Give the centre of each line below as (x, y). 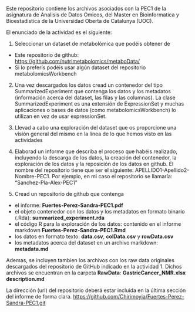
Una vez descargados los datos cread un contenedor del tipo (89, 85)
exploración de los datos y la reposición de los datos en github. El (94, 164)
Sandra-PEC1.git (26, 303)
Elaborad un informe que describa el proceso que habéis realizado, (96, 151)
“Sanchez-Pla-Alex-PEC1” (46, 182)
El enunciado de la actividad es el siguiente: (59, 32)
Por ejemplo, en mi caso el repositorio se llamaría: (112, 176)
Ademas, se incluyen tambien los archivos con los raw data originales (90, 260)
